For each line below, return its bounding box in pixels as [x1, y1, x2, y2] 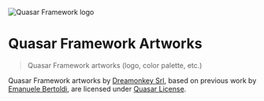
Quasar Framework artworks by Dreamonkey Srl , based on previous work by [8, 75, 257, 85]
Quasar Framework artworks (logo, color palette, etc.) [27, 60, 203, 70]
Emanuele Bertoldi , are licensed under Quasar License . [8, 84, 187, 93]
